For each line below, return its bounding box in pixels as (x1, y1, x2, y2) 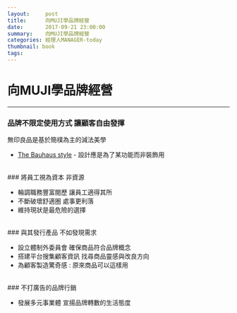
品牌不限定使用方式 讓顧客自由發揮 (7, 118, 125, 128)
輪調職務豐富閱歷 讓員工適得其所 (17, 188, 113, 196)
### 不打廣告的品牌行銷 (7, 283, 77, 292)
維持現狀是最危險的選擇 (17, 206, 86, 214)
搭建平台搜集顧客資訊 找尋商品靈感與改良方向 (17, 252, 150, 261)
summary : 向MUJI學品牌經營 (7, 30, 90, 37)
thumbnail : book (7, 43, 55, 50)
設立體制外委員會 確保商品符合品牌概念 (17, 243, 131, 252)
